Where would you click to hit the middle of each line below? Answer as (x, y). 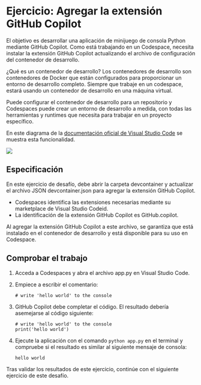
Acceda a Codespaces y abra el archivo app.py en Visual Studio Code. (102, 273)
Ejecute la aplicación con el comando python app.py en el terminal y (99, 340)
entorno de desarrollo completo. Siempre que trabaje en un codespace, (95, 84)
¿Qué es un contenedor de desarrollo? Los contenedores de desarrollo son (99, 71)
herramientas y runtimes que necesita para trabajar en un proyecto (89, 115)
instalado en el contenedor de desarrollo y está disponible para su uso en (97, 233)
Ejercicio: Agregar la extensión (84, 11)
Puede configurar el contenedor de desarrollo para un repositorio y (89, 102)
